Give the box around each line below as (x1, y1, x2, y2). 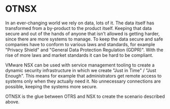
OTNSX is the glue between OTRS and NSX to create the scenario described (5, 93, 165, 99)
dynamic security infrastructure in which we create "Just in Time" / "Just (5, 67, 156, 74)
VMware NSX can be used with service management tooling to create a (5, 62, 155, 68)
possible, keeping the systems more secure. (5, 83, 98, 89)
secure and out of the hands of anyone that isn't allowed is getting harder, (5, 30, 160, 37)
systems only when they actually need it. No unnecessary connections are (5, 78, 161, 84)
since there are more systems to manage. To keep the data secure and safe (5, 36, 163, 42)
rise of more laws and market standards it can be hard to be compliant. (5, 52, 154, 58)
